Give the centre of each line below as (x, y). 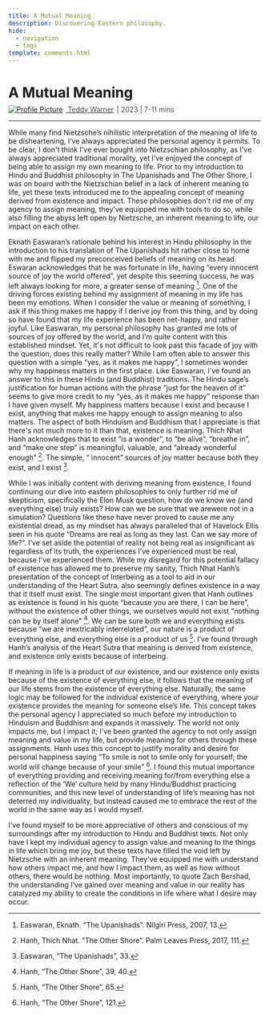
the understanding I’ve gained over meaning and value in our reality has (127, 884)
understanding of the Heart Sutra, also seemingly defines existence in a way (134, 585)
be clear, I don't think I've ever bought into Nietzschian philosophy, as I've (130, 149)
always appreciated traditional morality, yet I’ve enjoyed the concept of (125, 158)
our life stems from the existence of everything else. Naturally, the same (127, 689)
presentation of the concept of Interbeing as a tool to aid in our (112, 577)
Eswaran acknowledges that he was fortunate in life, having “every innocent (133, 267)
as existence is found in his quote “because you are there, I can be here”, (129, 602)
